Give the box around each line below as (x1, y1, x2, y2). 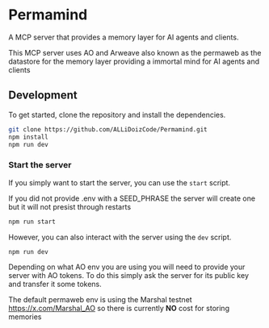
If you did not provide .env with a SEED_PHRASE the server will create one (8, 193, 256, 203)
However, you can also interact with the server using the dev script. (8, 232, 232, 242)
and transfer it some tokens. (8, 280, 103, 289)
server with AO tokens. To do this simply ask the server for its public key (8, 271, 249, 280)
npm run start (8, 218, 57, 226)
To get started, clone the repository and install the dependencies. (8, 110, 226, 119)
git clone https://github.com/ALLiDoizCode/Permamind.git (8, 125, 208, 134)
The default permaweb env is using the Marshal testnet (8, 295, 192, 305)
